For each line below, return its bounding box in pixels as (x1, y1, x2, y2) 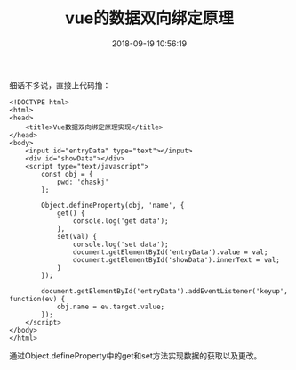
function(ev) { (9, 294, 66, 303)
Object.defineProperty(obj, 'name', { (41, 201, 185, 210)
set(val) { (56, 232, 98, 241)
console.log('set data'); (72, 240, 169, 249)
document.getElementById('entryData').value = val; (72, 247, 268, 257)
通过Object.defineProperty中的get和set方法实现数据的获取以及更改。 (9, 349, 262, 361)
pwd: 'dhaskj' (56, 177, 109, 186)
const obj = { (41, 169, 93, 178)
